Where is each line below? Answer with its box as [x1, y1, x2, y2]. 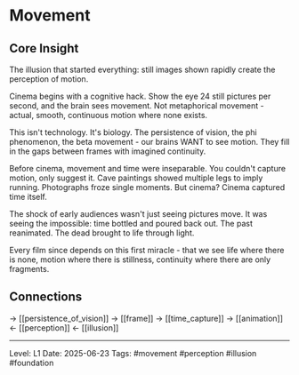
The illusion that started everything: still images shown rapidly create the [9, 64, 276, 75]
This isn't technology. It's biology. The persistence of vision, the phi [9, 127, 257, 138]
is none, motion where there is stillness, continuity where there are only [9, 254, 271, 265]
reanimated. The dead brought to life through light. [9, 227, 195, 238]
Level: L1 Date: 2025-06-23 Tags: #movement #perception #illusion [9, 347, 257, 358]
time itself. [9, 192, 47, 202]
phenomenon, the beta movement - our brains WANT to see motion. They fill [9, 137, 290, 147]
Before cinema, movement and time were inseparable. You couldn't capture [9, 164, 287, 173]
